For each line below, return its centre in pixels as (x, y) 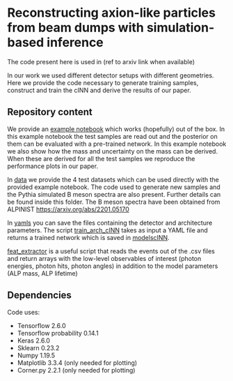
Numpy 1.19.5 (36, 355)
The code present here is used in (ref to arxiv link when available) (101, 61)
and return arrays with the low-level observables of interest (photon (104, 258)
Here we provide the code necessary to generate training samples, (103, 82)
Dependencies (39, 296)
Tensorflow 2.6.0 (41, 325)
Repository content (50, 112)
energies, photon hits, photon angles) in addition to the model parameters (113, 266)
